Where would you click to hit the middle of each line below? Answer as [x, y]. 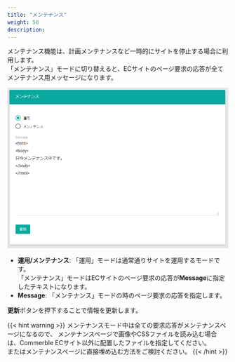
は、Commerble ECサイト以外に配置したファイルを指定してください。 [109, 343]
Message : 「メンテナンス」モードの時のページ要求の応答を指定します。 [122, 295]
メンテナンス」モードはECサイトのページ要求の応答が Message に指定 [125, 278]
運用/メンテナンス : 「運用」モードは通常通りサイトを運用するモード [115, 260]
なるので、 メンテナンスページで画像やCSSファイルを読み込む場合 [121, 334]
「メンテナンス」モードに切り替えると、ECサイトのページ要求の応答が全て [116, 69]
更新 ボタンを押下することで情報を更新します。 [75, 310]
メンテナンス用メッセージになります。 [62, 78]
